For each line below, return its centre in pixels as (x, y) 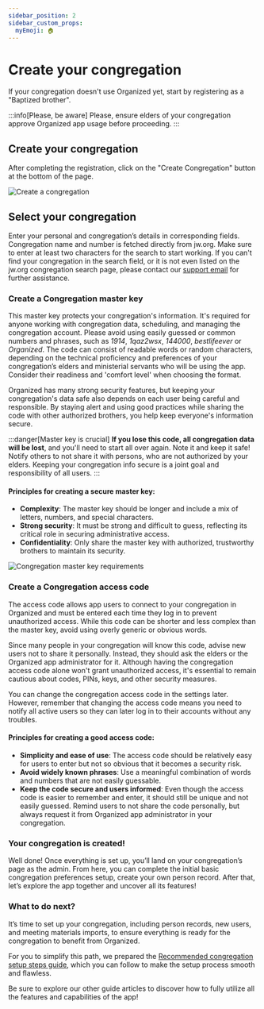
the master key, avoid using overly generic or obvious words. (108, 630)
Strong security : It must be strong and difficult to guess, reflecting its (133, 526)
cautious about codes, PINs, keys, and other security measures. (113, 679)
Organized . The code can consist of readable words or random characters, (131, 349)
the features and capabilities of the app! (73, 996)
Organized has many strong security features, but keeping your (112, 391)
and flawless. (30, 972)
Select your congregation (73, 216)
